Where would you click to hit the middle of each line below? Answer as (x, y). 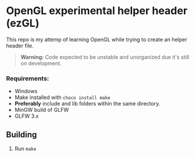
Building (21, 134)
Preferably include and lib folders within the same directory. (87, 104)
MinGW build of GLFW (42, 110)
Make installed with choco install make (62, 97)
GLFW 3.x (27, 116)
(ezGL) (23, 23)
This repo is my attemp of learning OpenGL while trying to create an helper (97, 39)
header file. (20, 46)
